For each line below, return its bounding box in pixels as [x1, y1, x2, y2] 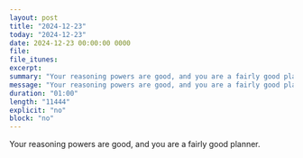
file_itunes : [9, 55, 59, 64]
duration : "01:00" [9, 88, 78, 98]
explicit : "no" [9, 106, 67, 115]
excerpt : [9, 64, 42, 73]
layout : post [9, 13, 59, 23]
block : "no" [9, 114, 54, 123]
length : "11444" [9, 97, 70, 107]
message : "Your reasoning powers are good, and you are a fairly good [9, 80, 280, 89]
